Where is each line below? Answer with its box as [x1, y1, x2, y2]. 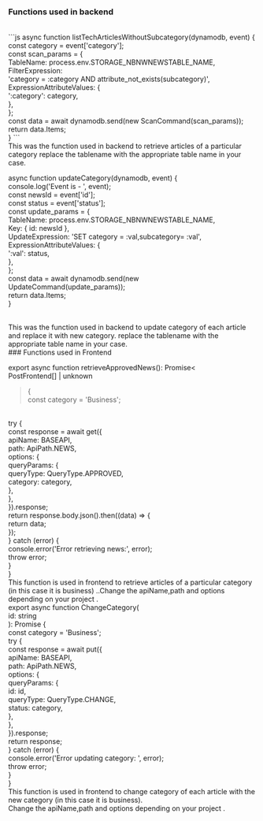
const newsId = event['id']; [8, 190, 96, 199]
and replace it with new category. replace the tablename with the [8, 331, 219, 340]
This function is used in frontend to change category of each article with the [8, 787, 256, 797]
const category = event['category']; [8, 41, 124, 50]
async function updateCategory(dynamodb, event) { [8, 173, 178, 183]
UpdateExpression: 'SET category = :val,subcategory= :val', [8, 232, 202, 242]
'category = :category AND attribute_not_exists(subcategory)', [8, 74, 210, 84]
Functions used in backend [8, 6, 114, 17]
